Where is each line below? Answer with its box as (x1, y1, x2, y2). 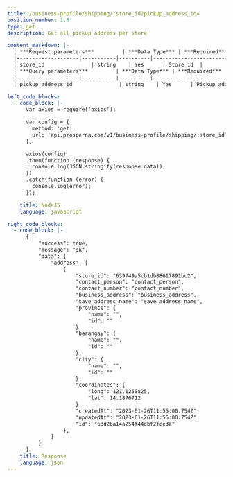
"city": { (75, 356, 104, 363)
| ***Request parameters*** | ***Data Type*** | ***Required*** (13, 49, 228, 55)
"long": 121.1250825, (87, 388, 150, 395)
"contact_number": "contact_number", (75, 285, 185, 292)
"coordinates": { (75, 382, 126, 389)
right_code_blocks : (7, 220, 64, 227)
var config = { (25, 119, 70, 125)
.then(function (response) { (25, 157, 110, 164)
